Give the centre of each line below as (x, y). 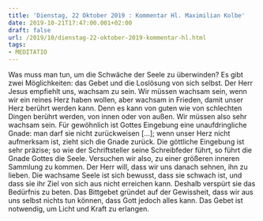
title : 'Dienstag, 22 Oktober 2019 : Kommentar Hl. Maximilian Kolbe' (127, 15)
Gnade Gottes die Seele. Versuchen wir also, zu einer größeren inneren (124, 158)
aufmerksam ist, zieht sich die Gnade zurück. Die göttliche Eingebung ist (126, 142)
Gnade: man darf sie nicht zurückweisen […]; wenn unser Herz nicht (119, 133)
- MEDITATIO (28, 52)
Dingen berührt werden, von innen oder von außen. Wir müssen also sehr (128, 116)
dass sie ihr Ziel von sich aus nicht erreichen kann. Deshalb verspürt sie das (132, 184)
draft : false (30, 30)
